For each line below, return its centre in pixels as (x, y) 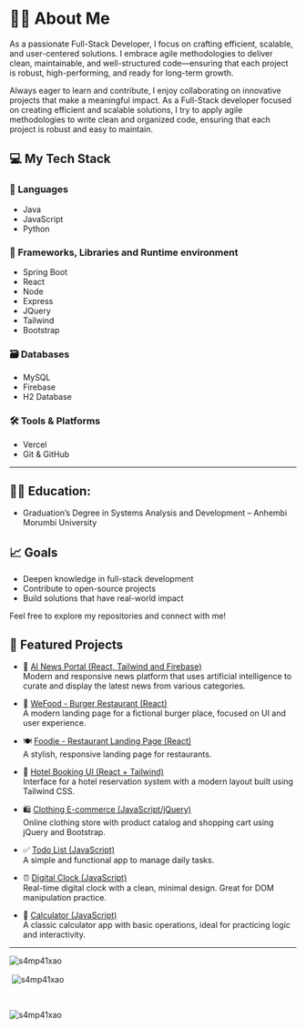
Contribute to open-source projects (89, 589)
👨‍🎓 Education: (50, 491)
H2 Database (47, 397)
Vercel (35, 444)
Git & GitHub (46, 453)
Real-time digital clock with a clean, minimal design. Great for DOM (148, 888)
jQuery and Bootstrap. (64, 831)
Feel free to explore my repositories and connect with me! (117, 616)
